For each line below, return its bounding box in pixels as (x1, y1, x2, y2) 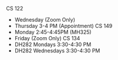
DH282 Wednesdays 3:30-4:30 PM (14, 47, 100, 54)
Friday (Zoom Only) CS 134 (14, 35, 80, 41)
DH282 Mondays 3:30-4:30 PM (14, 41, 92, 48)
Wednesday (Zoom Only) (14, 16, 75, 23)
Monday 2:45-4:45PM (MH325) (14, 29, 92, 36)
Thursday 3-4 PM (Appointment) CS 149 (14, 23, 113, 29)
